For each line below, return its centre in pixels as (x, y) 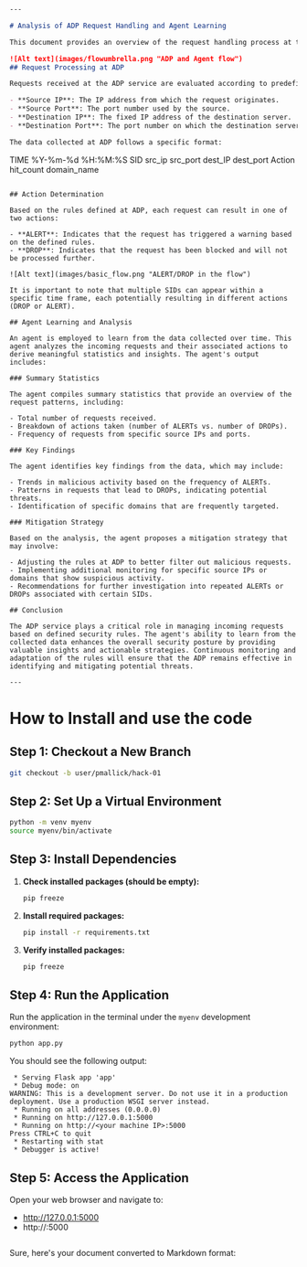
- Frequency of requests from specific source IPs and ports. (130, 434)
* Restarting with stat (58, 1142)
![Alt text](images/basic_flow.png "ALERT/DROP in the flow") (130, 274)
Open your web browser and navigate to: (86, 1200)
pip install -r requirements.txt (86, 932)
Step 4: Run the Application (89, 995)
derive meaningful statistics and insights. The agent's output (134, 354)
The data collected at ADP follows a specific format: (116, 142)
